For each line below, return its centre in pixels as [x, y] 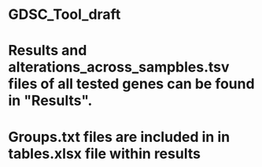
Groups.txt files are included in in [119, 137]
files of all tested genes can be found [131, 84]
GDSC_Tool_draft [65, 15]
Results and [48, 51]
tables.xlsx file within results [104, 153]
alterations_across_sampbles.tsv [119, 67]
